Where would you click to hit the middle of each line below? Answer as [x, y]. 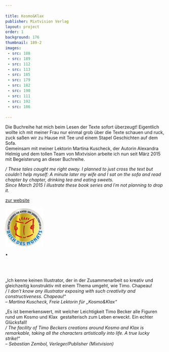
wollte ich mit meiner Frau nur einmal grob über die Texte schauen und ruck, [85, 133]
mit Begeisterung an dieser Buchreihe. [45, 159]
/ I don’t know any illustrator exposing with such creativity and [70, 291]
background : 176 [22, 37]
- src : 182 [19, 85]
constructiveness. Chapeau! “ [36, 296]
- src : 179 [19, 80]
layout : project [22, 27]
